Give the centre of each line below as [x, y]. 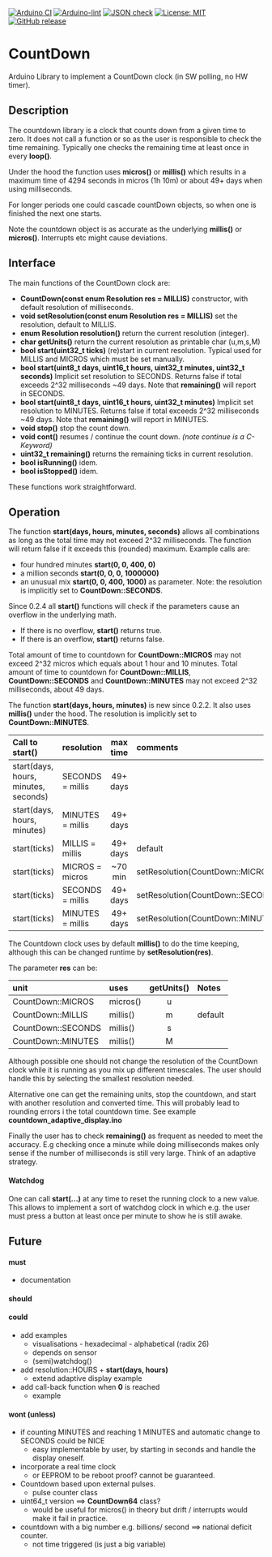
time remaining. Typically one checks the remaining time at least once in [129, 147]
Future [25, 1241]
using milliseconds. [40, 189]
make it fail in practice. [70, 1519]
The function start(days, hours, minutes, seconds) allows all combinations [134, 532]
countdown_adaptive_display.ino [66, 1120]
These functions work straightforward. [72, 486]
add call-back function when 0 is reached [90, 1387]
